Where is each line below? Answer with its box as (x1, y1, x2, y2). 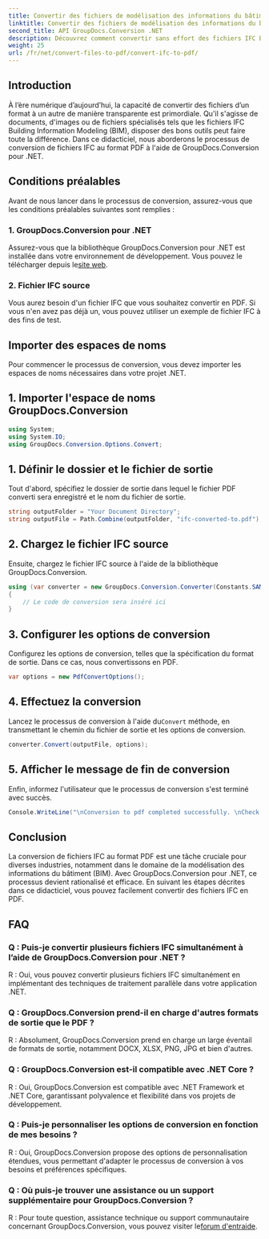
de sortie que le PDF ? (8, 1017, 94, 1028)
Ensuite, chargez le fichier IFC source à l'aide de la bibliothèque (8, 559, 219, 569)
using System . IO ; (8, 433, 66, 441)
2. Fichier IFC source (8, 279, 90, 291)
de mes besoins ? (8, 1129, 78, 1140)
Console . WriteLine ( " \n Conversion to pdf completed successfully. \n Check (8, 808, 260, 816)
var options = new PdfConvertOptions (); (8, 673, 146, 681)
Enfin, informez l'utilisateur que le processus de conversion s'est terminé (8, 784, 249, 793)
